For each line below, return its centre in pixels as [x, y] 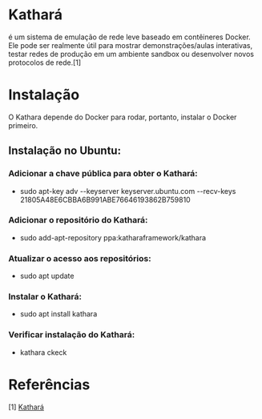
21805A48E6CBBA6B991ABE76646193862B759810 [105, 199]
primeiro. [23, 125]
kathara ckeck [43, 352]
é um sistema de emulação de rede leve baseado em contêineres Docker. [129, 37]
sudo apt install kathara [58, 314]
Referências [49, 384]
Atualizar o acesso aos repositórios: [80, 258]
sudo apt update [47, 276]
